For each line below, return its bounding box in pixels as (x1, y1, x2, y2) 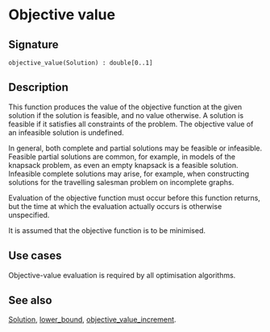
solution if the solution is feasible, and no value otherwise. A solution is (8, 110, 244, 120)
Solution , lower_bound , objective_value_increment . (8, 315, 177, 325)
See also (8, 293, 52, 307)
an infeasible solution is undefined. (8, 127, 125, 137)
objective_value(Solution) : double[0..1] (8, 59, 153, 67)
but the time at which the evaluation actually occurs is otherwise (8, 201, 222, 211)
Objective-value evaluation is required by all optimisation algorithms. (8, 270, 236, 280)
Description (8, 80, 69, 94)
